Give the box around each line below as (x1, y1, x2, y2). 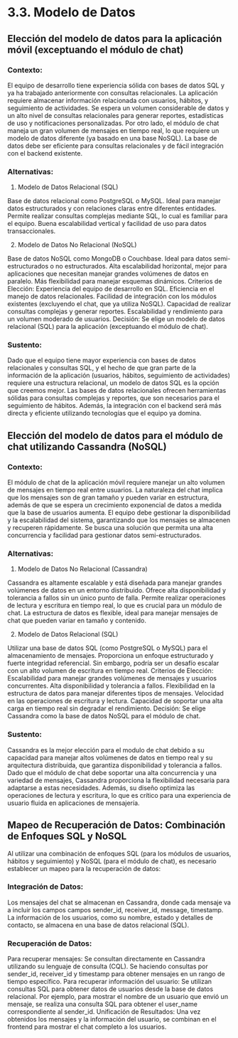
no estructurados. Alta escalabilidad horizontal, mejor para (55, 262, 227, 271)
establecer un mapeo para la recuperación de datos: (7, 864, 161, 872)
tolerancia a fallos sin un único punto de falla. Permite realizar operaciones (7, 594, 226, 602)
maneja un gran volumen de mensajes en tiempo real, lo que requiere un (7, 126, 220, 135)
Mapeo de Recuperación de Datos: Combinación (7, 819, 226, 831)
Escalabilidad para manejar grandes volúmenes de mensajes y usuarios (7, 674, 217, 683)
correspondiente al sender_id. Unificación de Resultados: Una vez (7, 1007, 201, 1016)
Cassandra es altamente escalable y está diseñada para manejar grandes (7, 578, 222, 587)
